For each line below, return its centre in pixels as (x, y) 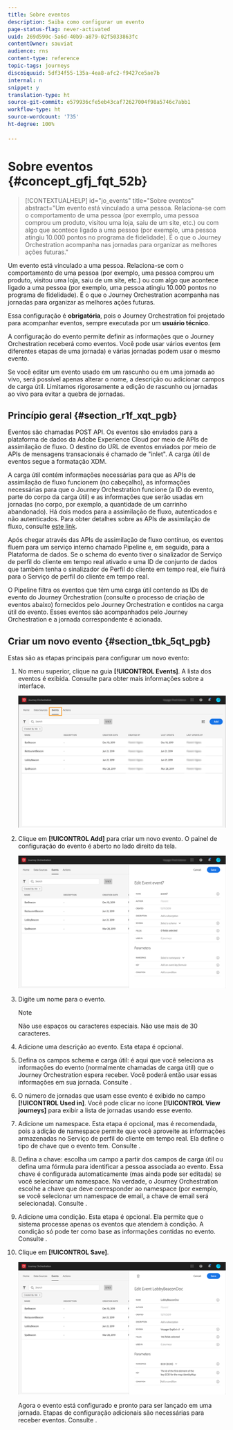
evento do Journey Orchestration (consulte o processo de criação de (106, 597)
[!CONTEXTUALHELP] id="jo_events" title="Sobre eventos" (109, 200)
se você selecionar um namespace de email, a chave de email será (113, 1196)
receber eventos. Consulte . (57, 1420)
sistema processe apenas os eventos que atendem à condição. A (111, 1224)
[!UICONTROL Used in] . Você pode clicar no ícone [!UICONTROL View (119, 1103)
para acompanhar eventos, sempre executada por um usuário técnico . (109, 323)
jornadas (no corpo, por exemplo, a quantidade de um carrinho (97, 505)
